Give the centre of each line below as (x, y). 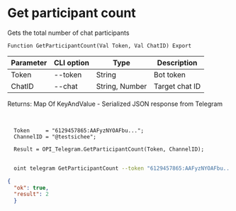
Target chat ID (177, 86)
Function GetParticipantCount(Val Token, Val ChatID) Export (100, 45)
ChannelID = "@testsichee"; (55, 136)
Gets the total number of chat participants (68, 33)
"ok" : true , (32, 188)
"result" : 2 (32, 194)
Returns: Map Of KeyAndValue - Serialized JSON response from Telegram (115, 104)
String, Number (122, 86)
